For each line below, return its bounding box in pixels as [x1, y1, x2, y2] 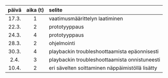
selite [49, 7, 62, 13]
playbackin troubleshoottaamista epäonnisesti [49, 48, 159, 55]
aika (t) [26, 7, 44, 13]
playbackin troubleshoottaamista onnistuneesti [49, 56, 161, 63]
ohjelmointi [49, 40, 75, 47]
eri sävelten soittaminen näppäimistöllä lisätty [49, 64, 157, 71]
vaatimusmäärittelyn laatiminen [49, 15, 123, 22]
